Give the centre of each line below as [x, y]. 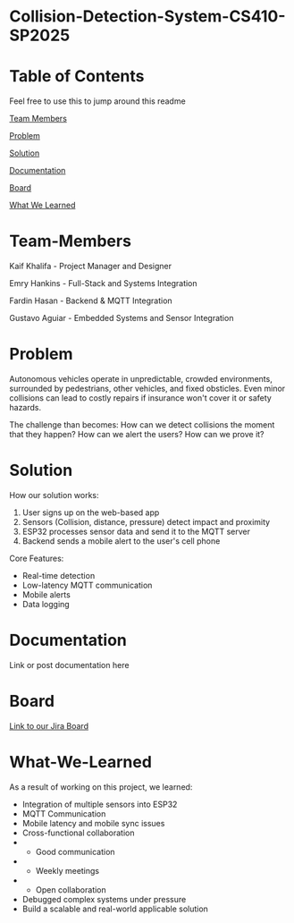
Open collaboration [71, 889]
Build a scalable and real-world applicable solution [115, 909]
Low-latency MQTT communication [87, 585]
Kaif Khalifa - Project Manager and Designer [91, 267]
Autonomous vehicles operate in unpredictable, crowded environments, [141, 379]
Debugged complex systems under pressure [104, 899]
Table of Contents [77, 76]
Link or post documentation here [69, 665]
